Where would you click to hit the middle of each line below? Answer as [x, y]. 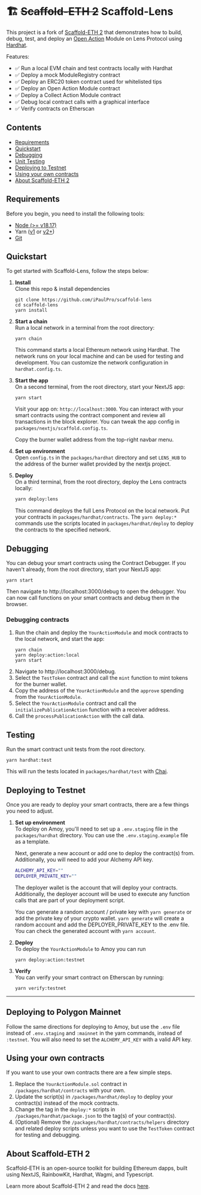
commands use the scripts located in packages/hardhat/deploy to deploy [104, 524]
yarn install [31, 311]
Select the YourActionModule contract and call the [75, 703]
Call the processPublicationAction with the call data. [80, 716]
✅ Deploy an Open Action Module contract [68, 88]
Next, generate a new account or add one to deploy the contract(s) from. [105, 853]
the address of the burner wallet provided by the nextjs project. [93, 464]
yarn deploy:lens [36, 499]
